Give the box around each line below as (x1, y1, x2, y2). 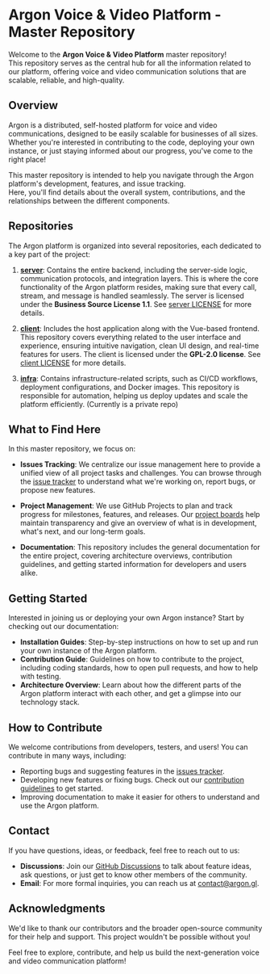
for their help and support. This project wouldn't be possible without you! (8, 931, 251, 942)
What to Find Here (8, 422, 102, 436)
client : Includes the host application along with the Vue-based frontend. (19, 323, 260, 333)
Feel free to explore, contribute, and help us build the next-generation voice (8, 947, 260, 957)
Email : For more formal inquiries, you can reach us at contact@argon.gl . (19, 878, 260, 888)
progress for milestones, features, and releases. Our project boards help (19, 510, 260, 519)
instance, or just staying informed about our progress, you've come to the (8, 145, 253, 155)
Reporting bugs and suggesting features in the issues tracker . (19, 766, 226, 776)
